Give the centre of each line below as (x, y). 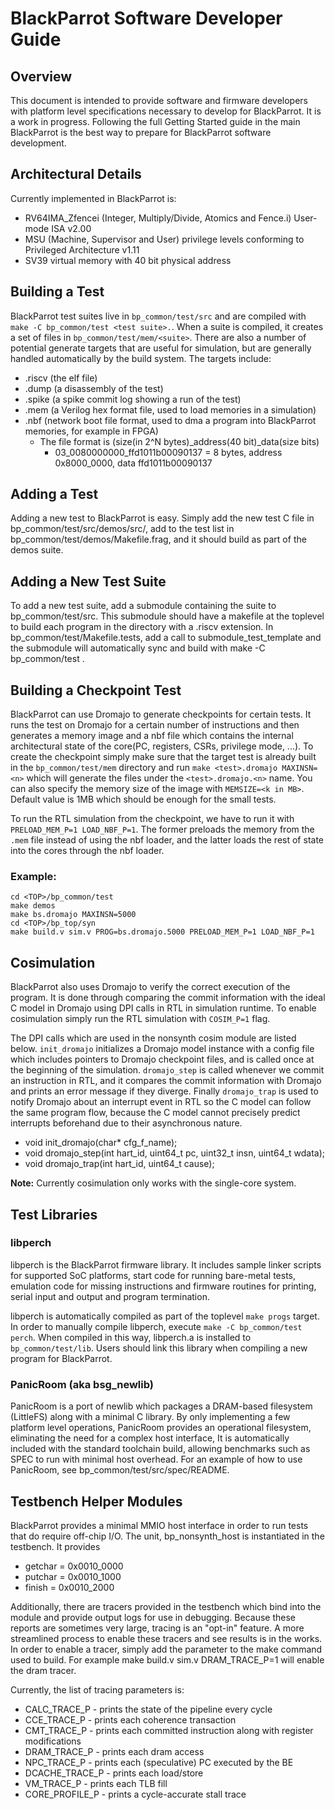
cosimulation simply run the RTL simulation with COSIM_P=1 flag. (140, 1019)
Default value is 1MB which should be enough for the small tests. (143, 799)
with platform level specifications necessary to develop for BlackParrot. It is (166, 111)
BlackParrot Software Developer (146, 18)
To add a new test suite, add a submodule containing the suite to (143, 606)
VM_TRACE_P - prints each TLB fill (96, 1783)
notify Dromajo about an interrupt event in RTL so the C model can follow (161, 1102)
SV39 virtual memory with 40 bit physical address (128, 260)
